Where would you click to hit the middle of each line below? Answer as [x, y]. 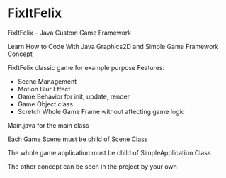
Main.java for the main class [48, 125]
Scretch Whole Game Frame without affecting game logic [101, 111]
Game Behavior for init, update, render [73, 96]
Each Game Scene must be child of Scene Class [78, 139]
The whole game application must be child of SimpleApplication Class [109, 152]
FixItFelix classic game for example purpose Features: [86, 67]
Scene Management [47, 81]
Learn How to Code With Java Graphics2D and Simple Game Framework [113, 46]
